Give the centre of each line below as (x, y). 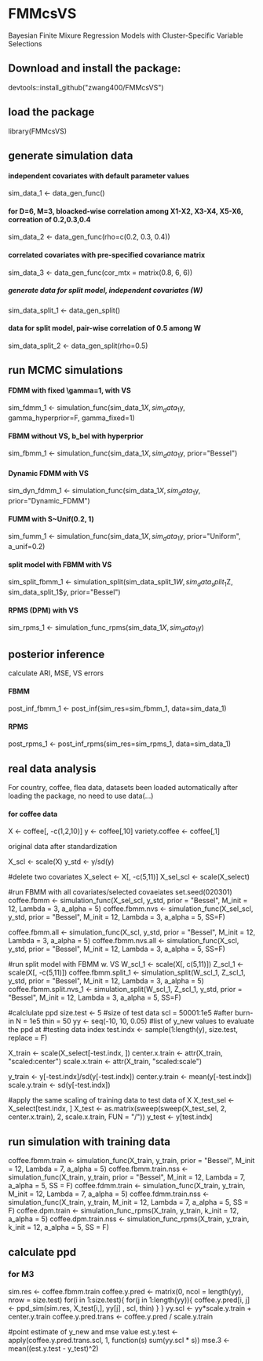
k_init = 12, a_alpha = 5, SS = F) (59, 1227)
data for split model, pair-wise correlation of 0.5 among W (105, 328)
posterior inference (57, 654)
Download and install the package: (95, 69)
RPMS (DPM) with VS (43, 610)
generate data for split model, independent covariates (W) (106, 291)
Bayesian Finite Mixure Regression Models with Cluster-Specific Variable (126, 35)
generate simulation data (71, 155)
